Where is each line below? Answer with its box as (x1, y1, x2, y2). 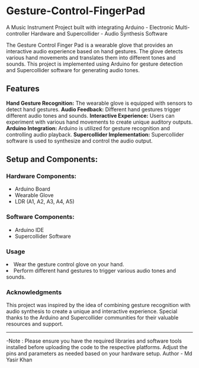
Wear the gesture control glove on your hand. (14, 261, 124, 268)
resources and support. (6, 321, 63, 328)
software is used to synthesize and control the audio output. (6, 137, 153, 144)
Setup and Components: (6, 154, 98, 164)
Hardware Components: (6, 172, 77, 180)
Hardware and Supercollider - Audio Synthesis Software (30, 30, 168, 37)
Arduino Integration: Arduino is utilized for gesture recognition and (6, 124, 171, 131)
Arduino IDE (14, 226, 44, 233)
